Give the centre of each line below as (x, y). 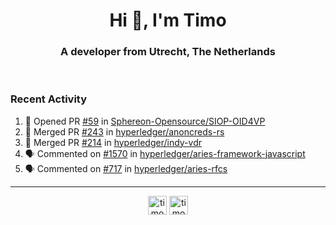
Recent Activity (49, 99)
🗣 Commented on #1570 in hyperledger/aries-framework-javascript (165, 153)
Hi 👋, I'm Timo (168, 20)
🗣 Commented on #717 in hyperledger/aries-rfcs (126, 168)
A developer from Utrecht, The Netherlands (168, 52)
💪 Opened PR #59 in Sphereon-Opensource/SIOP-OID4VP (145, 121)
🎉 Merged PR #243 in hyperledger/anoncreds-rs (124, 131)
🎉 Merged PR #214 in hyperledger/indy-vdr (113, 142)
